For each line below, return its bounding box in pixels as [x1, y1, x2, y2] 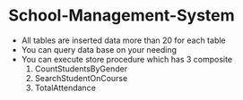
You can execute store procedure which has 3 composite [21, 54, 233, 64]
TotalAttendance [34, 82, 96, 93]
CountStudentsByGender [34, 63, 127, 74]
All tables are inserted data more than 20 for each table [21, 35, 226, 46]
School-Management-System [8, 5, 235, 26]
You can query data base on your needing [21, 44, 177, 54]
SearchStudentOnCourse [34, 72, 128, 83]
